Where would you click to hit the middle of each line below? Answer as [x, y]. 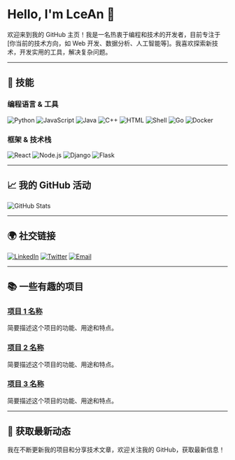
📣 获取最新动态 [39, 432]
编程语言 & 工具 [33, 104]
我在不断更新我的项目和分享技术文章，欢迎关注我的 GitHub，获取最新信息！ [116, 450]
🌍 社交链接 [31, 236]
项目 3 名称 [26, 384]
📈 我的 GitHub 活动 [49, 186]
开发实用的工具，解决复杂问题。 [65, 52]
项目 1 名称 [25, 311]
